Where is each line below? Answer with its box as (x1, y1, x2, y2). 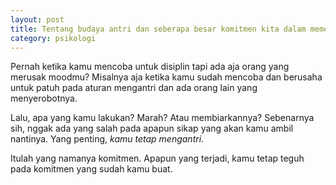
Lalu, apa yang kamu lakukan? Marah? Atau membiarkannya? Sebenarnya (10, 112, 315, 124)
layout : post (10, 14, 65, 25)
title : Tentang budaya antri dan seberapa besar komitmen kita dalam (10, 24, 307, 34)
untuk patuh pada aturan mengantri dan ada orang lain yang (10, 82, 258, 94)
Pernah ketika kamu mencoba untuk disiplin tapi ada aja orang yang (10, 61, 290, 73)
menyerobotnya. (10, 92, 78, 105)
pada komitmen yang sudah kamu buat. (10, 163, 173, 175)
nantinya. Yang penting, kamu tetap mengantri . (10, 133, 205, 145)
